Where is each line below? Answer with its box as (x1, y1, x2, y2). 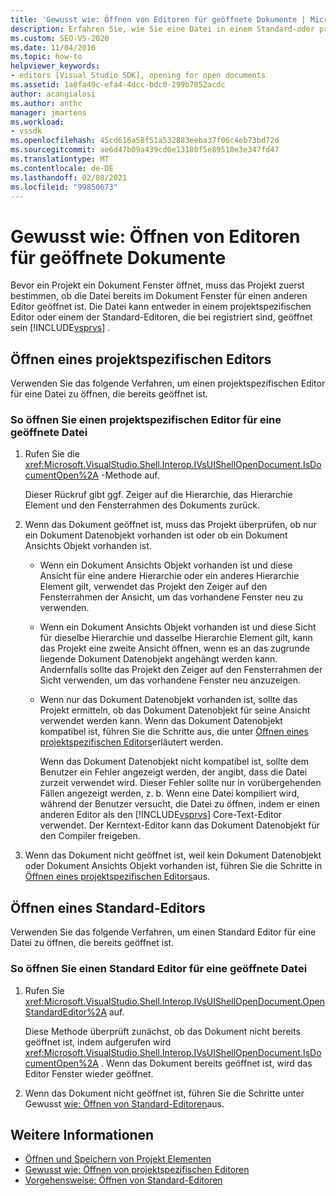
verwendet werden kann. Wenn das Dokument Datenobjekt (39, 715, 283, 727)
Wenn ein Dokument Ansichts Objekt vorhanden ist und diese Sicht (39, 621, 317, 633)
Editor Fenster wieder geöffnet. (24, 1067, 154, 1080)
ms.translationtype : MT (10, 154, 110, 164)
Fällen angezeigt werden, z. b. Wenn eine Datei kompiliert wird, (39, 787, 300, 800)
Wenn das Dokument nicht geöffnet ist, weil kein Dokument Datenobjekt (24, 849, 322, 861)
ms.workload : (10, 117, 65, 127)
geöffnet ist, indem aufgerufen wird (24, 1036, 172, 1048)
